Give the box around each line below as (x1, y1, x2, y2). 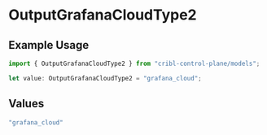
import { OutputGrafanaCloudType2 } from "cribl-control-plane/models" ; (8, 59, 260, 67)
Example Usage (8, 38, 90, 52)
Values (8, 97, 45, 111)
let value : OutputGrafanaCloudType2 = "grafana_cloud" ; (8, 74, 202, 82)
